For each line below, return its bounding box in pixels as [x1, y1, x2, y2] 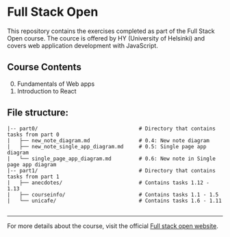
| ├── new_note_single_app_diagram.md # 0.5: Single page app [7, 143, 207, 150]
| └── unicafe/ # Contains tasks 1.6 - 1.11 [7, 197, 222, 204]
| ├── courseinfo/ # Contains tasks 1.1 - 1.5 [7, 191, 219, 198]
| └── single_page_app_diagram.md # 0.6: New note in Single [7, 155, 216, 162]
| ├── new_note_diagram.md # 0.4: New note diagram [7, 137, 210, 144]
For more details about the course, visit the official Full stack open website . [7, 221, 219, 230]
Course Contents [7, 61, 82, 73]
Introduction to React [16, 87, 77, 95]
